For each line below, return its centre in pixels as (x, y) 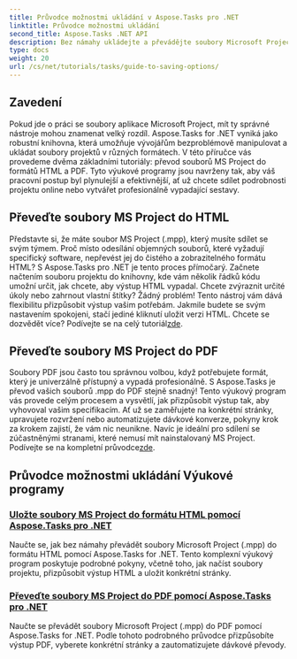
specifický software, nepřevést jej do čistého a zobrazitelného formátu (137, 257)
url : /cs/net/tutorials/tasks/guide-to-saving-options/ (114, 67)
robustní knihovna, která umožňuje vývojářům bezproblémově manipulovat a (148, 142)
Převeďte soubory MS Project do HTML (119, 218)
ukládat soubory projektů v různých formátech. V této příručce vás (130, 152)
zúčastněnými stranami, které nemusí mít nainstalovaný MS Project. (132, 438)
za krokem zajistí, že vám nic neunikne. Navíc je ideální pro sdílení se (135, 429)
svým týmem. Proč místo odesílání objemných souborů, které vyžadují (137, 248)
